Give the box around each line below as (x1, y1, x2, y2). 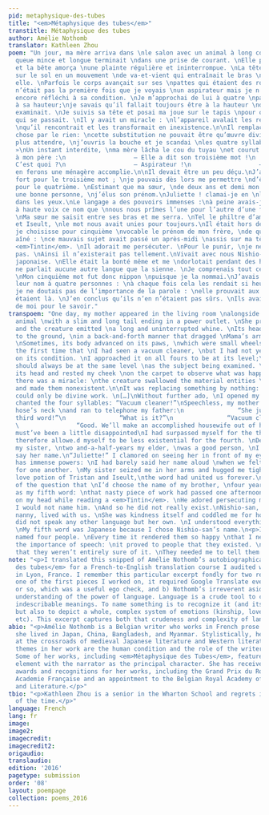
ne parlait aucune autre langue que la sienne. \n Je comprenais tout (15, 265, 252, 273)
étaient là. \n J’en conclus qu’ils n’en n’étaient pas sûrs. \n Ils (15, 295, 246, 303)
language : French (8, 704, 66, 713)
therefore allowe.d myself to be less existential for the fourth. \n (15, 436, 256, 445)
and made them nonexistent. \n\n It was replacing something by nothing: (15, 384, 260, 393)
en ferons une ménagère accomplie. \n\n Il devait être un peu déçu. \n (15, 168, 252, 176)
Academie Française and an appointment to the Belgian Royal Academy (15, 675, 252, 683)
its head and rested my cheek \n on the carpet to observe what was (15, 369, 246, 377)
